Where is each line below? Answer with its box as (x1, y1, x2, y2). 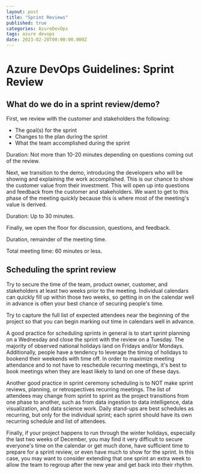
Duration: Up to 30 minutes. (6, 212, 75, 220)
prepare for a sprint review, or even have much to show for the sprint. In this (6, 448, 194, 455)
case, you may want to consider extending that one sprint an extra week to (6, 454, 191, 462)
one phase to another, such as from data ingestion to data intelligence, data (6, 398, 193, 406)
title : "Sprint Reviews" (6, 14, 68, 20)
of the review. (6, 157, 40, 164)
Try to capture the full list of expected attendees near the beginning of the (6, 311, 190, 319)
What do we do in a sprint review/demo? (6, 99, 160, 109)
